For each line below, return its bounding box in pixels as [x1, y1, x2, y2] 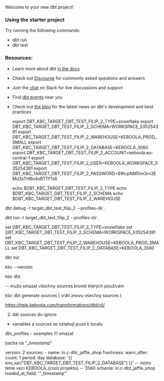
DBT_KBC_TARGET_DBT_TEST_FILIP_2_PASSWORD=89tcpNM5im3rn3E [12, 170, 157, 176]
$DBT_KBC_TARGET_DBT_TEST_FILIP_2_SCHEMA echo [12, 190, 123, 196]
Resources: [5, 54, 33, 61]
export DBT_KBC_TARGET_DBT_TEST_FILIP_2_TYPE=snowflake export [12, 118, 154, 124]
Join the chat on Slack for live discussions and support [12, 84, 123, 90]
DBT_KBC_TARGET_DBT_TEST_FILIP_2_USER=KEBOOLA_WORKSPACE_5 [12, 160, 158, 166]
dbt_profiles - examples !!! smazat [5, 330, 74, 336]
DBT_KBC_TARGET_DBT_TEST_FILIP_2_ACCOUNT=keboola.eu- [26, 150, 153, 155]
